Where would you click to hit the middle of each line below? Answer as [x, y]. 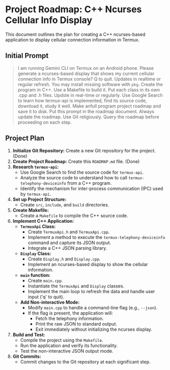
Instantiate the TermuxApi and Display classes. [76, 286]
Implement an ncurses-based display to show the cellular [88, 264]
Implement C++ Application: [43, 221]
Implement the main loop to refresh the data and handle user [91, 291]
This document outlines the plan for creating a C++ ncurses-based [75, 34]
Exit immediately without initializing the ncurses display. [94, 329]
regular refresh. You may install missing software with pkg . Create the [90, 84]
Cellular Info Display [49, 20]
